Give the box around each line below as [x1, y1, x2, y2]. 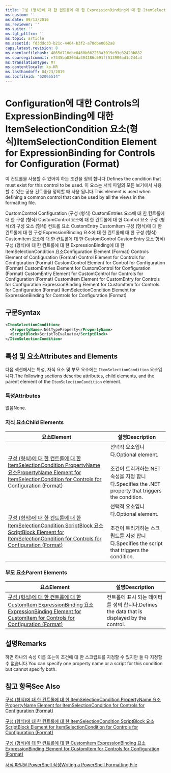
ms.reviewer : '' [5, 21, 40, 27]
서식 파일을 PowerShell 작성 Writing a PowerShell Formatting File [5, 762, 137, 768]
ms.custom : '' [5, 12, 36, 17]
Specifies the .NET [116, 480, 161, 487]
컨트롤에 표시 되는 [106, 594, 148, 601]
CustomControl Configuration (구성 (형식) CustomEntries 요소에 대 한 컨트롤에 [5, 210, 165, 216]
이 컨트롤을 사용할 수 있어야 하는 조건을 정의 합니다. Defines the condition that [5, 175, 161, 181]
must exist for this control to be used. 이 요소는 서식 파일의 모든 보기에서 [5, 182, 153, 188]
